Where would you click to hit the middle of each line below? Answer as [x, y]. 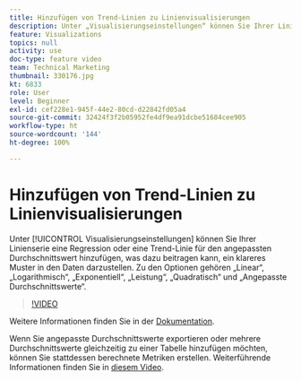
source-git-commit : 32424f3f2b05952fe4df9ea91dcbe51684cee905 [128, 117]
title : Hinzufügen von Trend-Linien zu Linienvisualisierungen [130, 17]
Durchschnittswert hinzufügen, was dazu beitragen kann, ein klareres [138, 257]
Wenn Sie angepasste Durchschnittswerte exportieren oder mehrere [135, 338]
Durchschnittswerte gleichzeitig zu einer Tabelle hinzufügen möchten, [139, 348]
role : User [30, 92]
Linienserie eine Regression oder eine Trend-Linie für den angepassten [141, 248]
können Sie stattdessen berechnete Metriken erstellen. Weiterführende [140, 357]
